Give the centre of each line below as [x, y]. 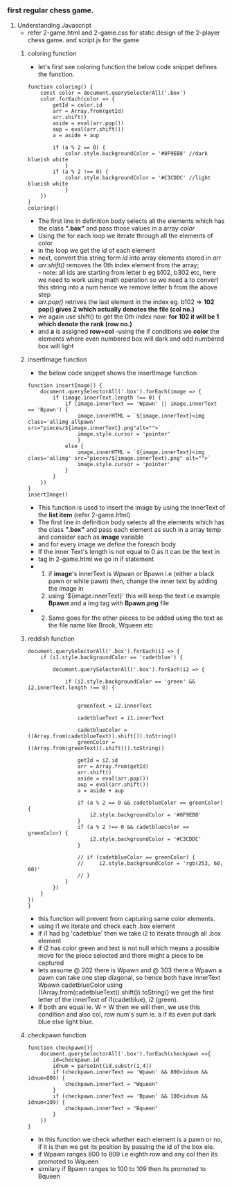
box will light [56, 346]
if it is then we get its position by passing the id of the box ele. [126, 1147]
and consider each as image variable [91, 537]
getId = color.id [77, 105]
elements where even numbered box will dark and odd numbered [131, 339]
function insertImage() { [65, 386]
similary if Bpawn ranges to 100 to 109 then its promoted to [122, 1169]
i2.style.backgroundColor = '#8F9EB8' [146, 815]
